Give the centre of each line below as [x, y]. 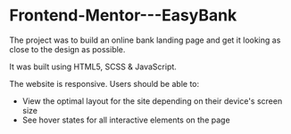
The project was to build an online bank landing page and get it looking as [145, 40]
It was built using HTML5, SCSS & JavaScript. [93, 67]
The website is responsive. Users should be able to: [104, 83]
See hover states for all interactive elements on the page [126, 120]
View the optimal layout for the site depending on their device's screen [152, 101]
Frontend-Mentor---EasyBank [123, 16]
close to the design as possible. [67, 49]
